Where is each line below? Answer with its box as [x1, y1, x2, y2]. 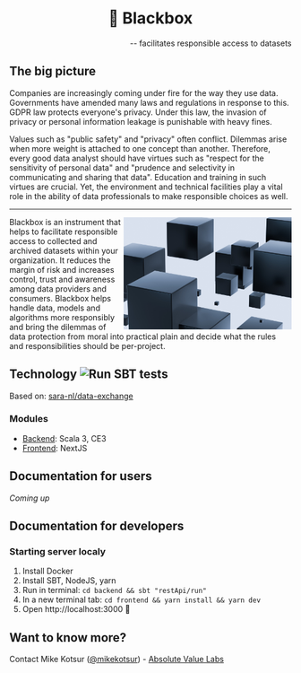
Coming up [9, 493, 50, 503]
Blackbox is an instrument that [9, 216, 121, 227]
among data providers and [9, 283, 107, 294]
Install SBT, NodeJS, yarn [21, 575, 116, 586]
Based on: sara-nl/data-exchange [9, 390, 133, 401]
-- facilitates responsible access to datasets [129, 38, 292, 48]
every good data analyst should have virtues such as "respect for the [9, 153, 264, 163]
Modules [9, 413, 49, 425]
